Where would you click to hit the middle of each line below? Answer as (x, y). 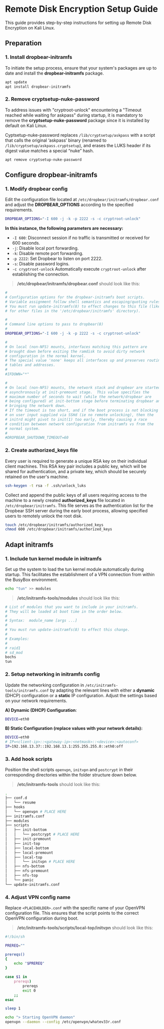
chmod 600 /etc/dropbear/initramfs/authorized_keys (59, 529)
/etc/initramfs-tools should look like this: (59, 784)
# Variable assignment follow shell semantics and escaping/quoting (76, 302)
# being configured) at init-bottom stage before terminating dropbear (79, 401)
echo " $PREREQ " (29, 964)
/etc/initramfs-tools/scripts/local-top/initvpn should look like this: (85, 928)
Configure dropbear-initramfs (51, 175)
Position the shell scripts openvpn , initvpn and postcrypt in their (69, 770)
